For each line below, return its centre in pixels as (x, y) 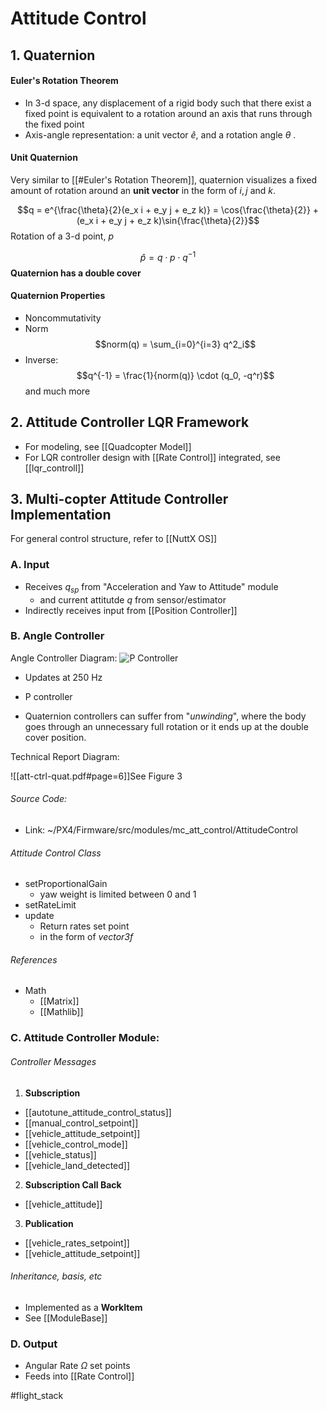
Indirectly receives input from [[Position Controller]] (131, 610)
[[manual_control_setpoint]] (81, 1123)
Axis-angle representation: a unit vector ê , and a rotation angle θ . (160, 134)
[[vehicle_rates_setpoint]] (77, 1243)
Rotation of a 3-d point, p (62, 236)
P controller (48, 696)
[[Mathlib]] (61, 1012)
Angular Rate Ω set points (77, 1366)
